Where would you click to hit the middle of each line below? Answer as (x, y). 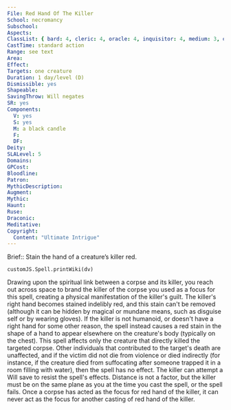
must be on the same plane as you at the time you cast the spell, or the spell (115, 385)
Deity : (16, 148)
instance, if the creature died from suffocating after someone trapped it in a (114, 363)
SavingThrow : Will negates (46, 97)
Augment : (20, 193)
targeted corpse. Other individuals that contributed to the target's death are (114, 348)
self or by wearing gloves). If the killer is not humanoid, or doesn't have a (110, 319)
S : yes (23, 122)
